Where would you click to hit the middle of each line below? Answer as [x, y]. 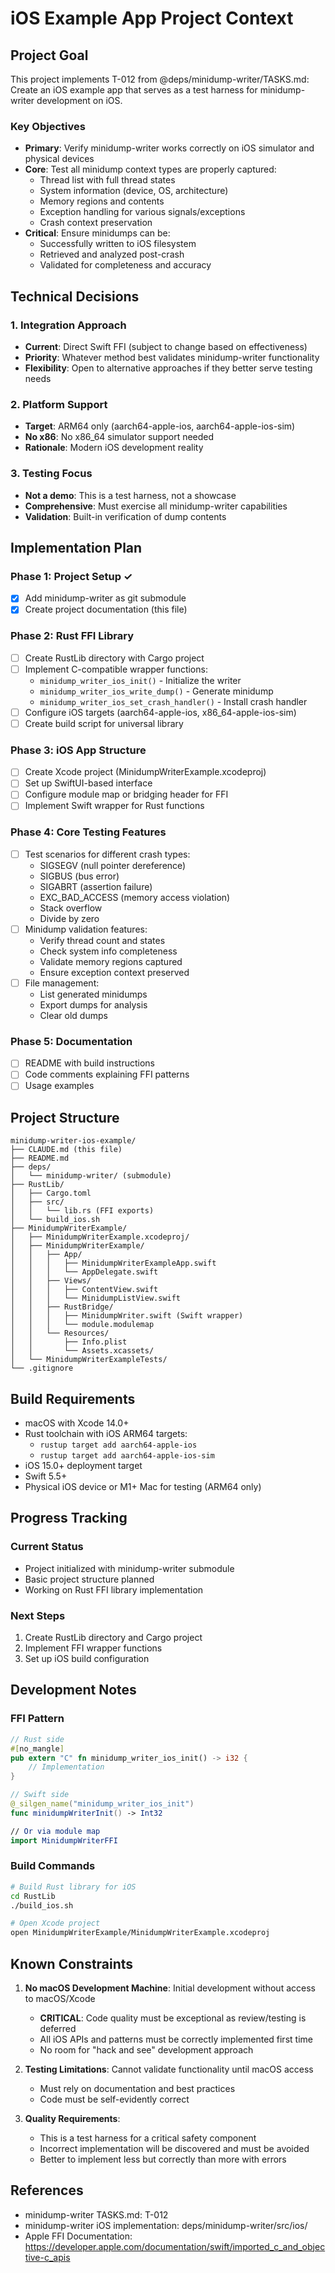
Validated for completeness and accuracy [125, 265]
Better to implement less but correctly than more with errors [163, 2159]
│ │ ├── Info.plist [69, 1342]
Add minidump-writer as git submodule [105, 598]
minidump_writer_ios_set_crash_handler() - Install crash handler [173, 701]
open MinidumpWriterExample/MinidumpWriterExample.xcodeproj [140, 1933]
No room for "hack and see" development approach [146, 2049]
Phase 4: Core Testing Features [88, 832]
